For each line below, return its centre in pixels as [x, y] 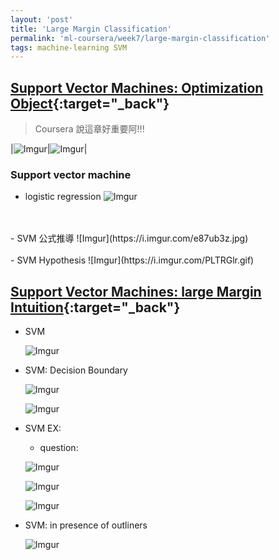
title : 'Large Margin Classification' [91, 29]
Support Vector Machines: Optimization [137, 87]
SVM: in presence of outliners [86, 525]
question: [59, 448]
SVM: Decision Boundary [76, 370]
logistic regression [63, 197]
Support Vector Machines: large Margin [136, 291]
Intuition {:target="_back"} [95, 307]
